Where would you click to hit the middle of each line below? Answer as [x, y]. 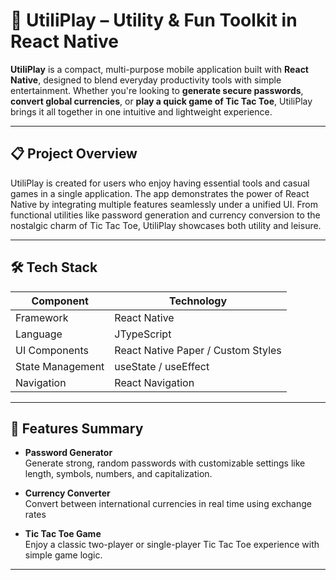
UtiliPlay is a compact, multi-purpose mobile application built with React [159, 69]
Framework [42, 317]
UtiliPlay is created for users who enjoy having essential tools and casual [160, 183]
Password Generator [68, 453]
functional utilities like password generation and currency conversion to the [165, 215]
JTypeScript [143, 334]
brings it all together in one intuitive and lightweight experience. [141, 111]
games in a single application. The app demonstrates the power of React [160, 193]
